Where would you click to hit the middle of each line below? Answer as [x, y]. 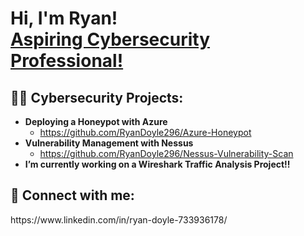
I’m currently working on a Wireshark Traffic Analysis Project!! [157, 164]
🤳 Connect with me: [72, 195]
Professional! [67, 61]
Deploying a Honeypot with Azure [96, 121]
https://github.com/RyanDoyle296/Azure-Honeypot [145, 132]
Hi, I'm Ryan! [64, 18]
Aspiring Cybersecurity [110, 39]
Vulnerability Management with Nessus [109, 143]
